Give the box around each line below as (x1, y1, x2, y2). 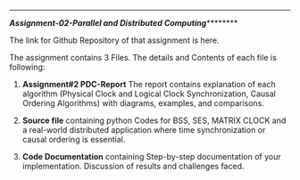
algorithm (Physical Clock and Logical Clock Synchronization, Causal (21, 88, 277, 99)
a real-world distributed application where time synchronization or (21, 125, 266, 135)
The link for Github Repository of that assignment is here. (9, 35, 221, 45)
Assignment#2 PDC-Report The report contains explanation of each (21, 79, 276, 89)
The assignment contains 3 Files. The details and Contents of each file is (9, 53, 277, 62)
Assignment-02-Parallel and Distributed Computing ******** (9, 18, 238, 28)
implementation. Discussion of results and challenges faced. (21, 161, 245, 171)
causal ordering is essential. (21, 135, 126, 144)
